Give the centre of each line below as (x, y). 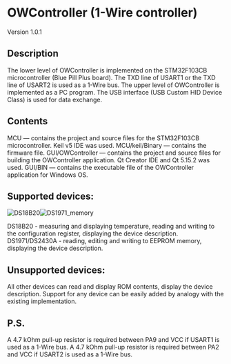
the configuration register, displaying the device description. (93, 233)
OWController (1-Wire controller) (102, 13)
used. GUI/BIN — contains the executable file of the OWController (101, 167)
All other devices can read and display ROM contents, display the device (110, 287)
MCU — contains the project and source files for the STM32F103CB (103, 138)
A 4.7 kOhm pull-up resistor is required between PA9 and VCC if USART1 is (113, 339)
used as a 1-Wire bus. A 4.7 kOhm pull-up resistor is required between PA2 (113, 347)
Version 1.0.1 (25, 32)
